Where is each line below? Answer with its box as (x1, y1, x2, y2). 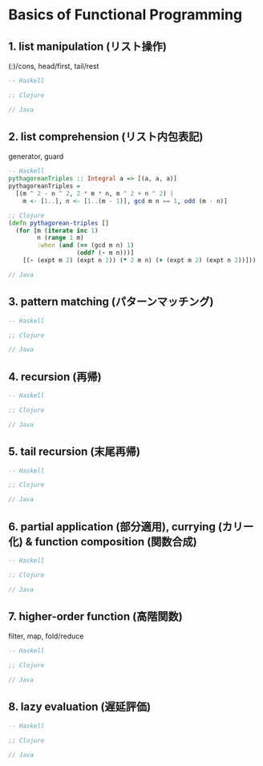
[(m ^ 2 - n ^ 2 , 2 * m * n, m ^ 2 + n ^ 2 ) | (15, 190, 174, 198)
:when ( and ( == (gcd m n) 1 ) (37, 241, 135, 249)
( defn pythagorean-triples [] (8, 219, 110, 227)
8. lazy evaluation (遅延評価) (8, 700, 151, 714)
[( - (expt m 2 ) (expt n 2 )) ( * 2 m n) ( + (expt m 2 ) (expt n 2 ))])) (22, 257, 257, 265)
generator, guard (8, 152, 64, 161)
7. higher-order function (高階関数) (8, 610, 183, 623)
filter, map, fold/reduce (8, 631, 84, 641)
